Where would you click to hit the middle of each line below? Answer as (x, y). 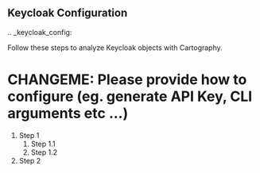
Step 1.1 (43, 144)
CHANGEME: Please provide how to (127, 79)
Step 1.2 (44, 152)
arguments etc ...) (68, 113)
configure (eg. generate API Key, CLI (130, 96)
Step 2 (30, 160)
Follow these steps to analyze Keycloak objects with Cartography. (115, 48)
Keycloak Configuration (68, 13)
